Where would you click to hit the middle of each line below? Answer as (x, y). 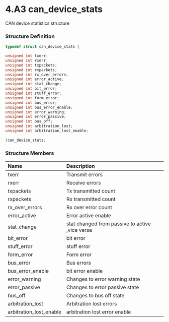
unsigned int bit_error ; (31, 89)
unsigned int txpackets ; (31, 65)
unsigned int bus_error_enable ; (39, 107)
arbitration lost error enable (99, 312)
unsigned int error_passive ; (36, 117)
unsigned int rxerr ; (27, 60)
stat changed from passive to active (108, 224)
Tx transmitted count (91, 191)
